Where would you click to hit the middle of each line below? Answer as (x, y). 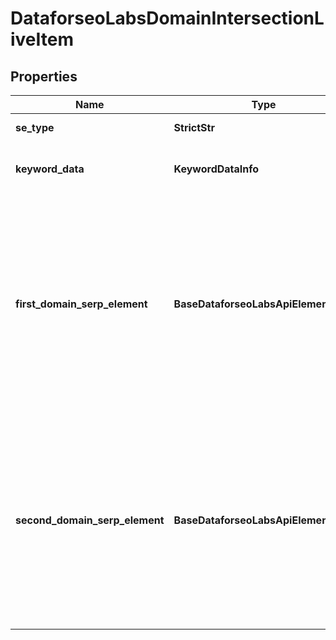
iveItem (42, 39)
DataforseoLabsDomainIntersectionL (167, 18)
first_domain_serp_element (81, 304)
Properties (44, 76)
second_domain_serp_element (90, 520)
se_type (35, 127)
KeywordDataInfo (216, 169)
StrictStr (194, 127)
